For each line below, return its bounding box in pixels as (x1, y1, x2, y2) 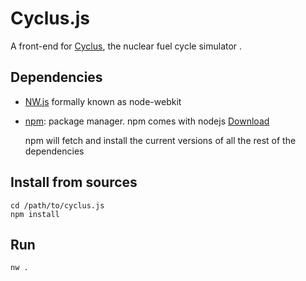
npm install (10, 209, 60, 219)
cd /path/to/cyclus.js (10, 200, 105, 211)
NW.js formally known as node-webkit (24, 95, 182, 107)
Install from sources (10, 174, 138, 191)
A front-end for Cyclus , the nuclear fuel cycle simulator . (10, 40, 243, 52)
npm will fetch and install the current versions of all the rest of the (24, 134, 297, 146)
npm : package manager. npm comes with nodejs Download (24, 115, 270, 127)
